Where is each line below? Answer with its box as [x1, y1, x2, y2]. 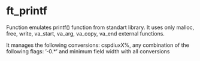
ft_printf [6, 4, 48, 18]
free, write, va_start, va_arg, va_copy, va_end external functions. [6, 30, 165, 37]
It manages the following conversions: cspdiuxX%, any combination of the [6, 41, 190, 49]
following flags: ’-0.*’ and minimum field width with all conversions [6, 47, 170, 54]
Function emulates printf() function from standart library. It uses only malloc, [6, 24, 195, 31]
